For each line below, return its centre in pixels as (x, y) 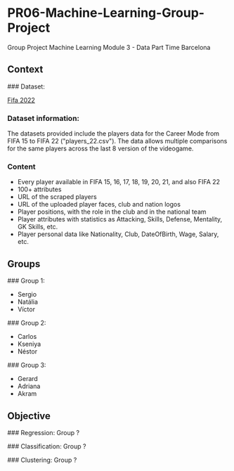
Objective (29, 416)
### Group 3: (27, 365)
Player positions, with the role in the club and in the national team (112, 212)
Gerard (28, 379)
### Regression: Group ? (43, 432)
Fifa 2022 (21, 100)
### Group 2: (27, 323)
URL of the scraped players (57, 197)
